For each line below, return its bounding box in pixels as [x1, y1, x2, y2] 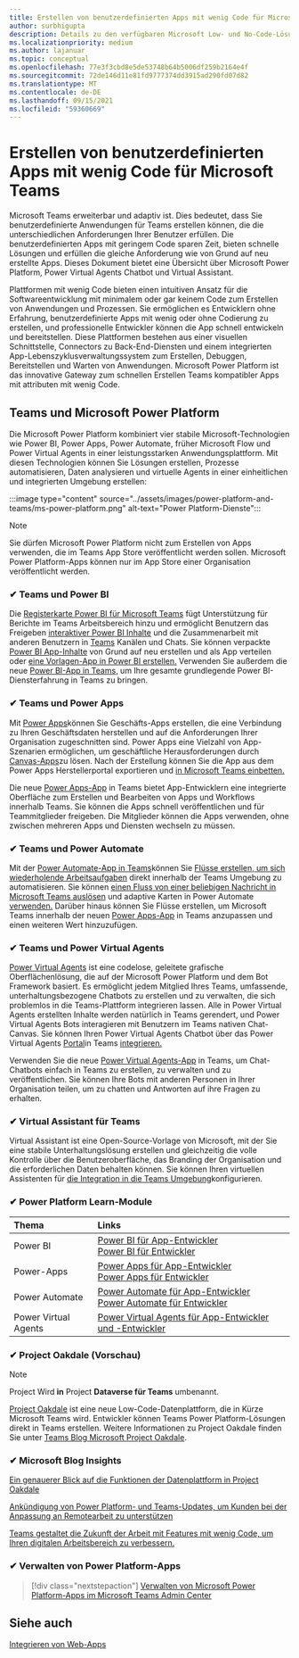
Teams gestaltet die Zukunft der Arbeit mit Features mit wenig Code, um [9, 1528, 274, 1539]
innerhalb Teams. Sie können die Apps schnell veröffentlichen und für [9, 800, 265, 812]
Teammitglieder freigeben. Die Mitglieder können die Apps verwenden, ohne [9, 810, 289, 821]
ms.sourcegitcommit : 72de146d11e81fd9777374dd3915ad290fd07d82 [9, 71, 249, 80]
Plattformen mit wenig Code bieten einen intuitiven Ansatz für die [9, 285, 248, 295]
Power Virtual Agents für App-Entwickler [97, 1311, 270, 1323]
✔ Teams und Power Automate [9, 842, 144, 855]
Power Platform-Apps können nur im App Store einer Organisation [9, 557, 251, 567]
